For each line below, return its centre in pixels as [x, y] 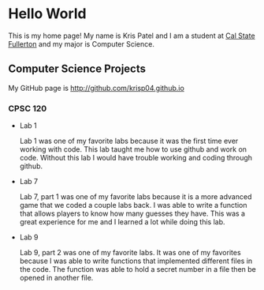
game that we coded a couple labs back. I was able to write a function [133, 205]
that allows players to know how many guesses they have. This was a [132, 213]
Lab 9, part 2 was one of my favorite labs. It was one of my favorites [130, 253]
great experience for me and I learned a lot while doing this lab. [123, 222]
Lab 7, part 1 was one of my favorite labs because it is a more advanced [136, 197]
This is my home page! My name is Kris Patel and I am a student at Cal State [132, 36]
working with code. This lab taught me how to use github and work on [133, 149]
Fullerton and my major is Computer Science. [82, 43]
